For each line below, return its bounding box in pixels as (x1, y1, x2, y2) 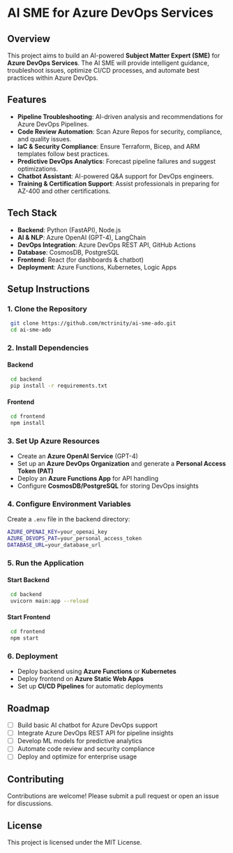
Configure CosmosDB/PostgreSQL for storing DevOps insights (17, 481, 199, 491)
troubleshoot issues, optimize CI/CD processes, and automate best (7, 66, 200, 74)
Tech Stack (7, 207, 57, 219)
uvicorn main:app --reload (10, 598, 89, 605)
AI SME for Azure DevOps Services (7, 5, 214, 21)
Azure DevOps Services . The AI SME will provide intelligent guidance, (7, 59, 209, 67)
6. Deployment (7, 651, 58, 661)
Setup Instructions (7, 283, 90, 295)
